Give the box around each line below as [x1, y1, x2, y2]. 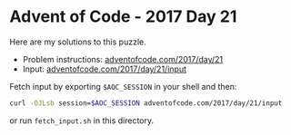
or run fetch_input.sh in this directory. [9, 115, 155, 126]
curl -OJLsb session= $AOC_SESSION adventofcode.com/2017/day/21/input [9, 98, 283, 108]
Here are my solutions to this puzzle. [9, 36, 147, 47]
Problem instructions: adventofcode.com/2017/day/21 [22, 53, 224, 64]
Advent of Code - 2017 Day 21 [9, 6, 237, 27]
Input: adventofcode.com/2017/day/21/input [22, 63, 186, 74]
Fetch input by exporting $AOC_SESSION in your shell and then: [9, 81, 237, 92]
